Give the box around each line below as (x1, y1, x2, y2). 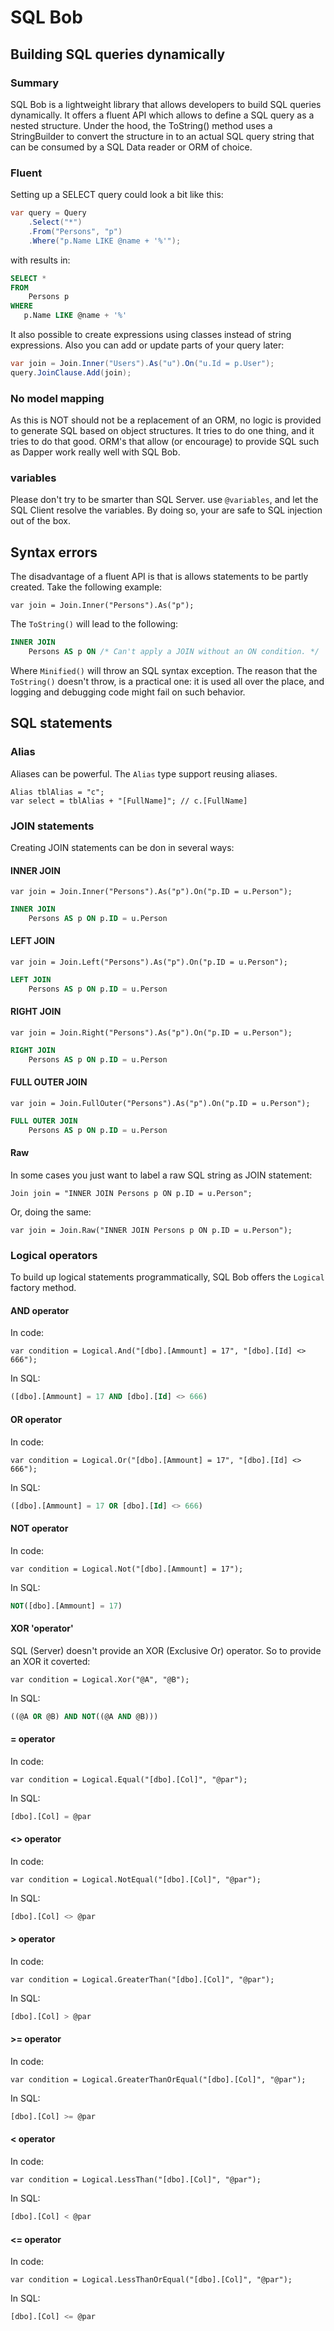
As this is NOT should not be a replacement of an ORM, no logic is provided (10, 414, 322, 426)
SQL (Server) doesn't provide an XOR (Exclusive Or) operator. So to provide (10, 1644, 322, 1656)
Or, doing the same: (10, 1206, 92, 1218)
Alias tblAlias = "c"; (10, 787, 105, 797)
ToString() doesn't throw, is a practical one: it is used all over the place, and (10, 675, 325, 687)
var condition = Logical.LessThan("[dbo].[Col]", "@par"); (10, 2175, 262, 2185)
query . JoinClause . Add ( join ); (10, 367, 132, 378)
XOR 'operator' (10, 1622, 74, 1635)
